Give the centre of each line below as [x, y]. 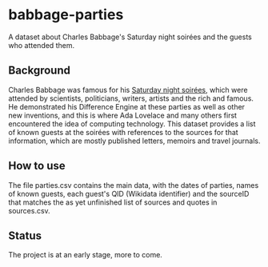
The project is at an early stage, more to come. [85, 255]
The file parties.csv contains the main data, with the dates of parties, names [134, 185]
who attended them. [41, 45]
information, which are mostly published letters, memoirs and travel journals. [134, 141]
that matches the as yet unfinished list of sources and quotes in [113, 202]
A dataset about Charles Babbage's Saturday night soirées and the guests [130, 37]
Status [25, 235]
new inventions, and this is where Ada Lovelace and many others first [123, 115]
